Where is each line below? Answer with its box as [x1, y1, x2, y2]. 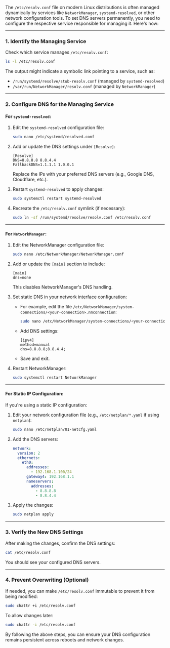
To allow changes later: [5, 612, 54, 618]
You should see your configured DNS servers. [5, 559, 101, 565]
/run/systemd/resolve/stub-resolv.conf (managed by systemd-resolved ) [12, 78, 164, 84]
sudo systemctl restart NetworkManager [12, 375, 97, 380]
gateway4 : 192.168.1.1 [26, 474, 74, 479]
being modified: [5, 593, 38, 599]
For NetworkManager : [5, 230, 47, 237]
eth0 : [22, 460, 34, 465]
